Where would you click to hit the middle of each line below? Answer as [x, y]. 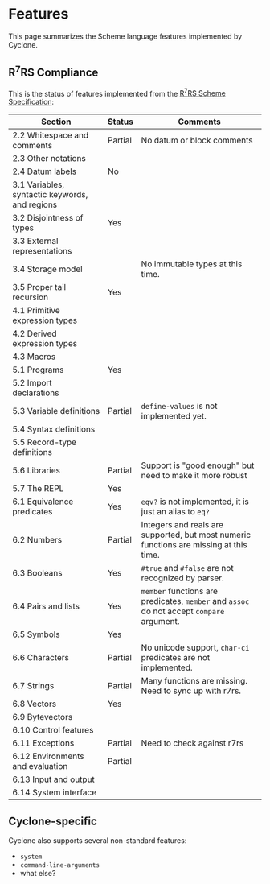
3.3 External [35, 241]
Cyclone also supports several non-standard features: [98, 841]
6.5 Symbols [36, 634]
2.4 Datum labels [45, 171]
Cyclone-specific [53, 821]
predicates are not [176, 658]
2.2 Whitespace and [51, 135]
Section [56, 122]
